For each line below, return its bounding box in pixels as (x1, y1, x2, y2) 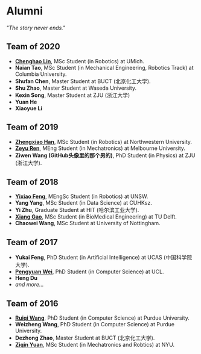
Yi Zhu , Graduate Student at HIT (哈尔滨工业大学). (14, 206, 139, 214)
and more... (14, 281, 44, 288)
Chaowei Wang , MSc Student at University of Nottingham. (14, 220, 161, 227)
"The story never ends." (6, 24, 66, 31)
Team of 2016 (6, 298, 59, 308)
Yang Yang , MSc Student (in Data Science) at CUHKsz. (14, 199, 152, 206)
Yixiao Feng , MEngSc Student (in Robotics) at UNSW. (14, 193, 148, 200)
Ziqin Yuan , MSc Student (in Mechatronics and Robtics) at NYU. (14, 341, 175, 348)
